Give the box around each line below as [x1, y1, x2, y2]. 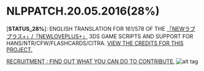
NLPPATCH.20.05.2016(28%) [6, 4, 160, 18]
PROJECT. [6, 46, 32, 53]
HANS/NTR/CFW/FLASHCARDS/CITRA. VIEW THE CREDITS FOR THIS [6, 39, 184, 47]
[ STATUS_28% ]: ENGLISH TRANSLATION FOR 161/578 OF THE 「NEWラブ [6, 25, 196, 32]
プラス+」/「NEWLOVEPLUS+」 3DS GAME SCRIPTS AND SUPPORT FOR [6, 32, 194, 40]
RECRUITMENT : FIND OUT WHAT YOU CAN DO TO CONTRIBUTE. [6, 58, 175, 65]
